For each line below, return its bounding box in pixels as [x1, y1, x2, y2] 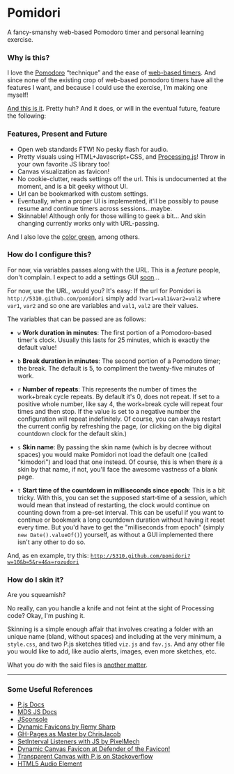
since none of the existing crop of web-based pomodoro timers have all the [7, 76, 224, 84]
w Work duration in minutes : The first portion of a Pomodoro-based [17, 328, 212, 336]
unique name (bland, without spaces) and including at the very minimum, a [7, 633, 221, 641]
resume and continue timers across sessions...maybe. [17, 204, 173, 212]
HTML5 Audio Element [17, 759, 82, 768]
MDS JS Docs [17, 708, 58, 716]
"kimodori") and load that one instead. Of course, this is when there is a [17, 458, 223, 466]
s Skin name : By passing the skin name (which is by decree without [17, 442, 212, 451]
